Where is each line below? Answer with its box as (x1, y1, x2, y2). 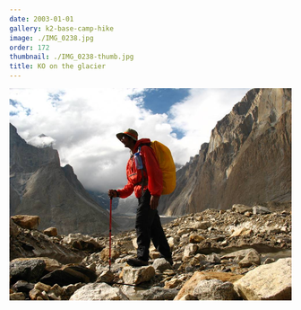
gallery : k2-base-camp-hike (9, 23, 115, 33)
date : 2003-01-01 (9, 14, 74, 23)
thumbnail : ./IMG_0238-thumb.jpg (9, 52, 134, 62)
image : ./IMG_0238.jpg (9, 33, 94, 42)
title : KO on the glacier (9, 62, 106, 71)
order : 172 (9, 43, 50, 52)
